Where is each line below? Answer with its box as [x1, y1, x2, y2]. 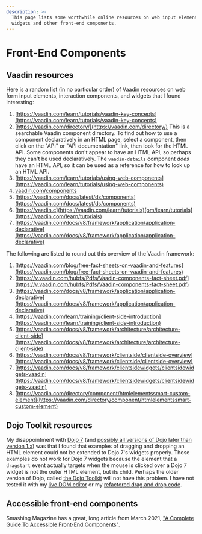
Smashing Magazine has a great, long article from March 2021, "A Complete [6, 515, 194, 521]
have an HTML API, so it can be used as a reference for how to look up [14, 162, 191, 169]
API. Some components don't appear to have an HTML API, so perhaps [14, 149, 191, 156]
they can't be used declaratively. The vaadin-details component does [14, 155, 189, 163]
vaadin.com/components [14, 187, 77, 195]
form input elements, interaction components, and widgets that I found [6, 92, 182, 99]
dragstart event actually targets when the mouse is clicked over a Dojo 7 [6, 462, 188, 469]
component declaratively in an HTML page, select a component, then [14, 136, 187, 143]
